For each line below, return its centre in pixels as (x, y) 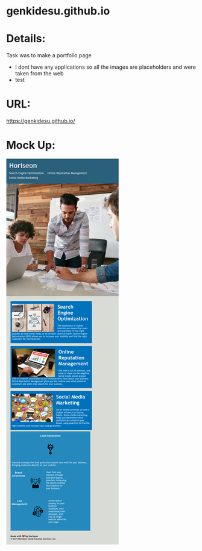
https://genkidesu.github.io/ (41, 121)
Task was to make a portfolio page (49, 55)
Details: (26, 39)
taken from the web (39, 74)
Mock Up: (31, 145)
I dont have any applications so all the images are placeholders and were (105, 67)
